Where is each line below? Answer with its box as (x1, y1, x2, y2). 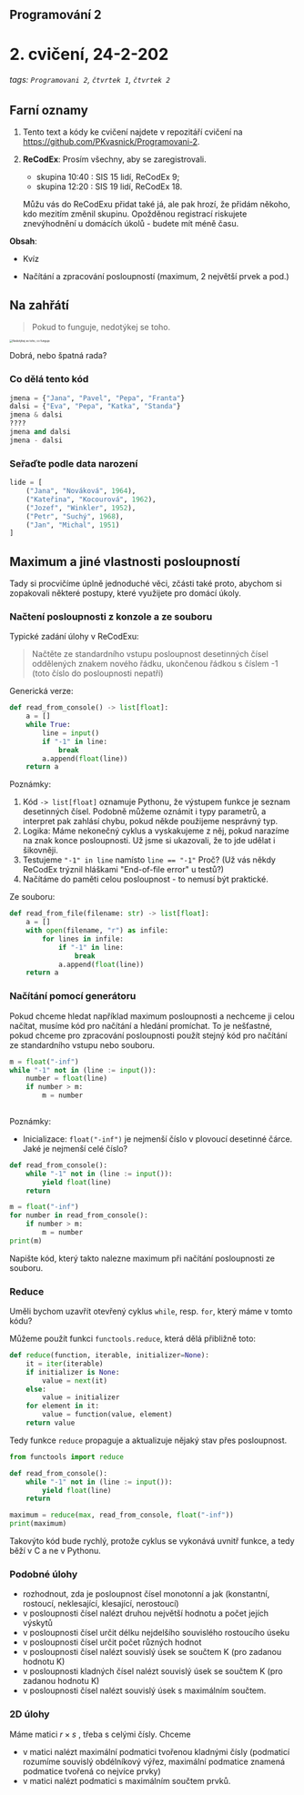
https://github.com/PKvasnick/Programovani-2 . (22, 136, 200, 147)
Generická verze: (9, 686, 75, 697)
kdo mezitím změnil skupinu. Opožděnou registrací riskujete (22, 208, 248, 219)
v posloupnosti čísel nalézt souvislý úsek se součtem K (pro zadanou (22, 1647, 282, 1658)
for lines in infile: (42, 934, 125, 943)
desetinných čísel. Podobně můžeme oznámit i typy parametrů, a (22, 806, 267, 817)
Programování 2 (9, 7, 102, 23)
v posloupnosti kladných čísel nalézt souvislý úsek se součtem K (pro (22, 1666, 284, 1677)
